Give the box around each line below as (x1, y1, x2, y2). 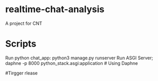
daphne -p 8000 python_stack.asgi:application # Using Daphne (5, 60, 138, 66)
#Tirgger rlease (5, 70, 38, 76)
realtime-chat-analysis (5, 4, 105, 15)
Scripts (5, 38, 37, 50)
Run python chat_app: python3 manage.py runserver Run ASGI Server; (5, 55, 153, 61)
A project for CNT (5, 20, 42, 26)
